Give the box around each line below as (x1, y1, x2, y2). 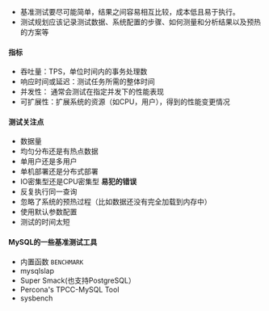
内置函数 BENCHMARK (19, 257, 84, 267)
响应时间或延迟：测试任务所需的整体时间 (19, 77, 155, 86)
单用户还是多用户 (19, 157, 78, 166)
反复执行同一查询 (19, 187, 78, 196)
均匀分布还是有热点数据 (19, 146, 99, 156)
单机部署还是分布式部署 (19, 166, 99, 176)
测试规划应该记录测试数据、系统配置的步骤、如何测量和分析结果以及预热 (19, 17, 261, 27)
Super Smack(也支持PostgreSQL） (19, 275, 136, 285)
